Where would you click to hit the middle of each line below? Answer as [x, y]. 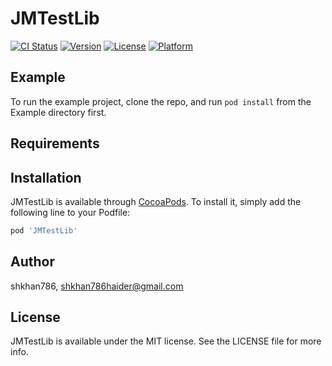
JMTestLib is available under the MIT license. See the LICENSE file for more [166, 341]
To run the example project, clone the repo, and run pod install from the [161, 101]
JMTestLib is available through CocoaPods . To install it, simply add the [156, 201]
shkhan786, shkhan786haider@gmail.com [97, 286]
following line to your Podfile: [70, 212]
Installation [46, 177]
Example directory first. [58, 112]
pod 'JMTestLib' [44, 230]
